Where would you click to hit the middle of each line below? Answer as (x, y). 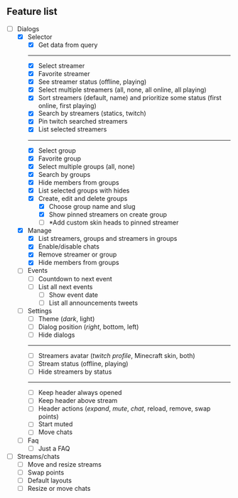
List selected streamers (72, 129)
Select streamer (61, 66)
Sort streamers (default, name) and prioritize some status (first (130, 98)
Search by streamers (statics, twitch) (92, 114)
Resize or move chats (59, 488)
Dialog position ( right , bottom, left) (88, 327)
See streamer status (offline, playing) (92, 82)
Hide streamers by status (75, 372)
